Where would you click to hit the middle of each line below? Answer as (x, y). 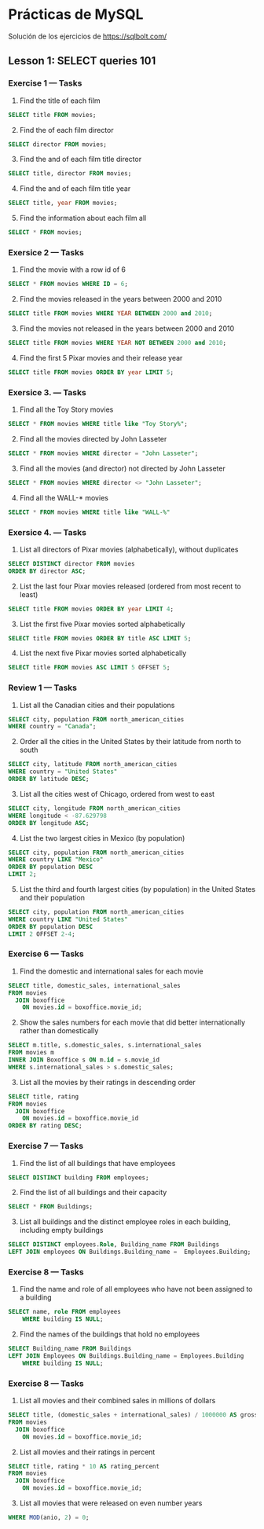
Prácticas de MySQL (76, 15)
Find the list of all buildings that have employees (97, 1163)
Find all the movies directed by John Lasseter (93, 438)
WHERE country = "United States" (63, 772)
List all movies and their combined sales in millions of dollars (117, 1401)
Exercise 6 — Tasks (46, 954)
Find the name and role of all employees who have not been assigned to (136, 1289)
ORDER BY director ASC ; (47, 571)
